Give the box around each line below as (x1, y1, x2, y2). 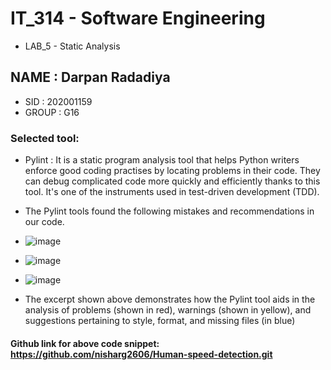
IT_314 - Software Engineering (10, 7, 266, 30)
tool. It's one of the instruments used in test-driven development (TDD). (24, 186, 320, 198)
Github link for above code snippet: (10, 337, 160, 349)
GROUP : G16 (24, 106, 80, 118)
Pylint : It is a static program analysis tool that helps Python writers (24, 154, 300, 166)
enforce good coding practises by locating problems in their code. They (24, 165, 321, 177)
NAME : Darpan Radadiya (10, 69, 171, 86)
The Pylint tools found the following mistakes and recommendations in (24, 205, 315, 217)
